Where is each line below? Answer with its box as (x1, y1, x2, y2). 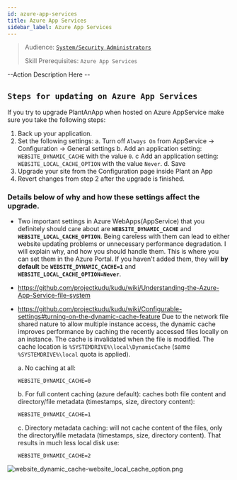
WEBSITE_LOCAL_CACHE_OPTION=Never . (17, 270, 122, 279)
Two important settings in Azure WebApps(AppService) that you (17, 217, 205, 225)
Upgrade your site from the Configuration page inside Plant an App (17, 167, 214, 176)
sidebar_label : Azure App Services (7, 23, 112, 30)
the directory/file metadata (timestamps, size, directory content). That (17, 431, 221, 440)
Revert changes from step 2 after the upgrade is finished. (17, 174, 185, 183)
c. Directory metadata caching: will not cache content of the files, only (17, 423, 223, 432)
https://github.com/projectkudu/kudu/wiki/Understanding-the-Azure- (17, 284, 220, 292)
